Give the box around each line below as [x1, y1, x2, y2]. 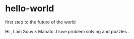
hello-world [5, 3, 55, 14]
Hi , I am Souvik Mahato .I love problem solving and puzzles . [5, 28, 130, 34]
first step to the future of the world [5, 19, 76, 25]
